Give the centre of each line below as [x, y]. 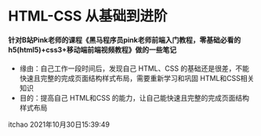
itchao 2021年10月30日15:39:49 [59, 125]
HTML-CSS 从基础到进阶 [88, 16]
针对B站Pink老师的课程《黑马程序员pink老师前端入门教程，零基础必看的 [125, 39]
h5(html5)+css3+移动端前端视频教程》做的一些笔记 [92, 50]
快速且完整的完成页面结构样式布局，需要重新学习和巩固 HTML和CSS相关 [137, 79]
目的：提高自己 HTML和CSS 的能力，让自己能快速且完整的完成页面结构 [134, 98]
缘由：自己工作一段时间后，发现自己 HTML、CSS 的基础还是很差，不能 [134, 68]
